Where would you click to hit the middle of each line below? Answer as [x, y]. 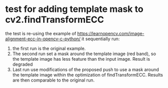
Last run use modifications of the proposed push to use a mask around [86, 69]
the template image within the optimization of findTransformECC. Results [88, 75]
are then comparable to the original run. [53, 80]
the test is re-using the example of [41, 33]
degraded [23, 64]
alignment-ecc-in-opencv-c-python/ [43, 39]
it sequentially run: [101, 39]
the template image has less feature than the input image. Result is [81, 59]
